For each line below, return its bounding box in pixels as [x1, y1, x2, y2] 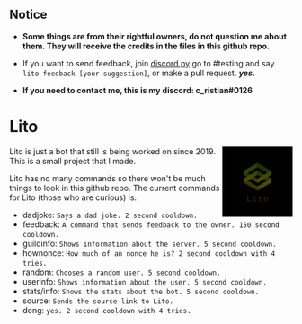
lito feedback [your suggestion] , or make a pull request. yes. [22, 67, 256, 78]
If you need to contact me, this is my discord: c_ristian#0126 [22, 84, 253, 95]
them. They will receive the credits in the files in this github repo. [22, 40, 270, 51]
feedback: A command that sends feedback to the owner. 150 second [22, 219, 280, 230]
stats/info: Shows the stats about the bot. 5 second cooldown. [22, 285, 260, 296]
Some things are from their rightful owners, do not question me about [22, 31, 288, 41]
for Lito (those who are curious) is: [9, 192, 138, 203]
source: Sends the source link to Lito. [22, 295, 173, 306]
